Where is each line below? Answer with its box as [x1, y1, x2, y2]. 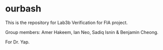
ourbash [5, 3, 41, 14]
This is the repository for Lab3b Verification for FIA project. [5, 19, 128, 25]
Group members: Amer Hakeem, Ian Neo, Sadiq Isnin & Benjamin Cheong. [5, 29, 159, 35]
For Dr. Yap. [5, 38, 30, 45]
